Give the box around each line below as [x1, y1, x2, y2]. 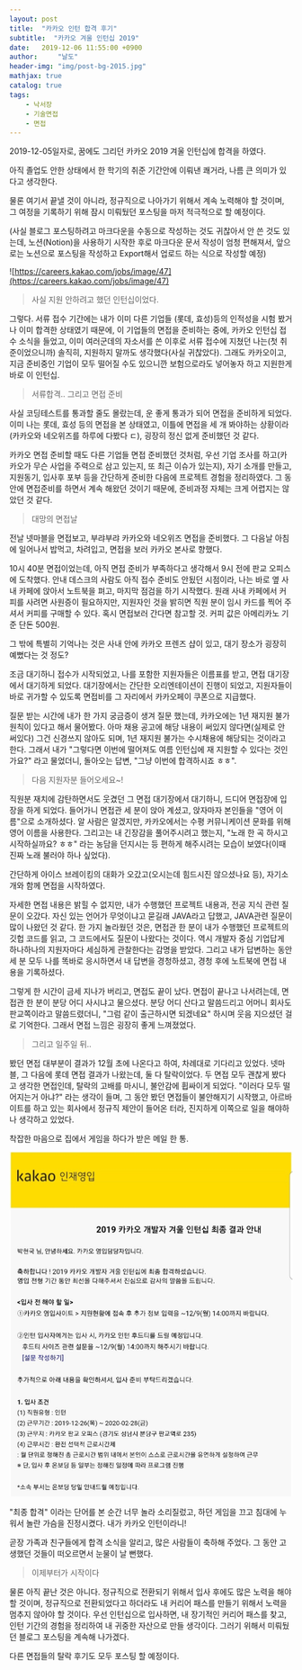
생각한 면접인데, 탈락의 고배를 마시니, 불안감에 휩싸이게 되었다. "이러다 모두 [18, 1081, 281, 1091]
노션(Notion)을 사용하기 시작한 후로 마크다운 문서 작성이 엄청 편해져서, [28, 237, 274, 247]
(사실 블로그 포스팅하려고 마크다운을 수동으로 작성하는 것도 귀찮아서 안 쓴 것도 [9, 226, 281, 237]
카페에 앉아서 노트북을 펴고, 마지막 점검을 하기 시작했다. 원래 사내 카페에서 [18, 586, 278, 597]
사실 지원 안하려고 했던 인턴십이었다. [31, 294, 159, 305]
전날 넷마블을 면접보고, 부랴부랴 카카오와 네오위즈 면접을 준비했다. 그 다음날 [9, 533, 273, 543]
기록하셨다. [25, 967, 66, 978]
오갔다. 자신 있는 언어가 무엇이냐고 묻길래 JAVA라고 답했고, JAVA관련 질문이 [25, 911, 293, 921]
